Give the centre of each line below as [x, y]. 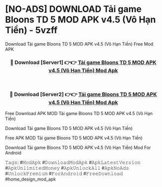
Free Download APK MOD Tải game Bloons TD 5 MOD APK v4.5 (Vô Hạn [79, 113]
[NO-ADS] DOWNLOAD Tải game [74, 9]
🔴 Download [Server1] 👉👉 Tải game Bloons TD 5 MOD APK [83, 62]
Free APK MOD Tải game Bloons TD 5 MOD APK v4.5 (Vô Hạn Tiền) [74, 138]
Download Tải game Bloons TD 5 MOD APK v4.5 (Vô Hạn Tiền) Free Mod [79, 44]
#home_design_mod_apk [30, 179]
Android [13, 153]
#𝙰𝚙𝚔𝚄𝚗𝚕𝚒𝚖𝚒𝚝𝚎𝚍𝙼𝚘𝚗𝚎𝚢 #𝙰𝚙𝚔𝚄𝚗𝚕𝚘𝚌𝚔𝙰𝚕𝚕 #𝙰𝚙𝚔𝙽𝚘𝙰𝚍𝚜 [67, 168]
